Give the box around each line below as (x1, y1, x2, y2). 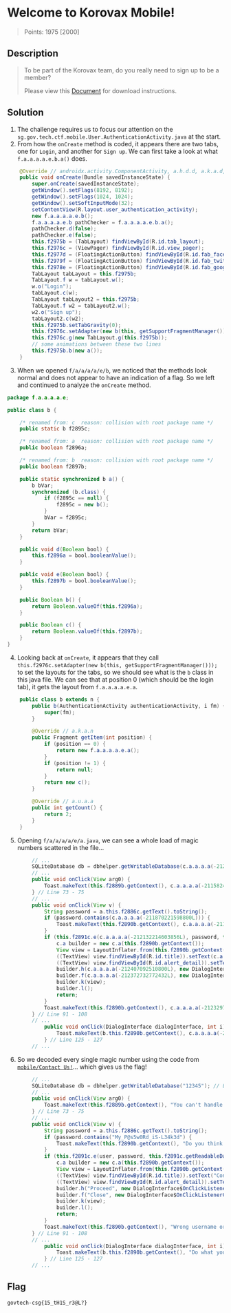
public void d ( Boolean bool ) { (19, 546, 109, 553)
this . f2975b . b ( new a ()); (32, 347, 103, 355)
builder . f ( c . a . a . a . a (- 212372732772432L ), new (56, 972, 189, 979)
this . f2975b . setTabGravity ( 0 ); (32, 322, 122, 328)
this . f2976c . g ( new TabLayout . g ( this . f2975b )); (32, 335, 168, 342)
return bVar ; (32, 526, 69, 534)
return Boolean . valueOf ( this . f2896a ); (32, 602, 143, 610)
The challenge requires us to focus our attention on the (16, 125, 173, 133)
